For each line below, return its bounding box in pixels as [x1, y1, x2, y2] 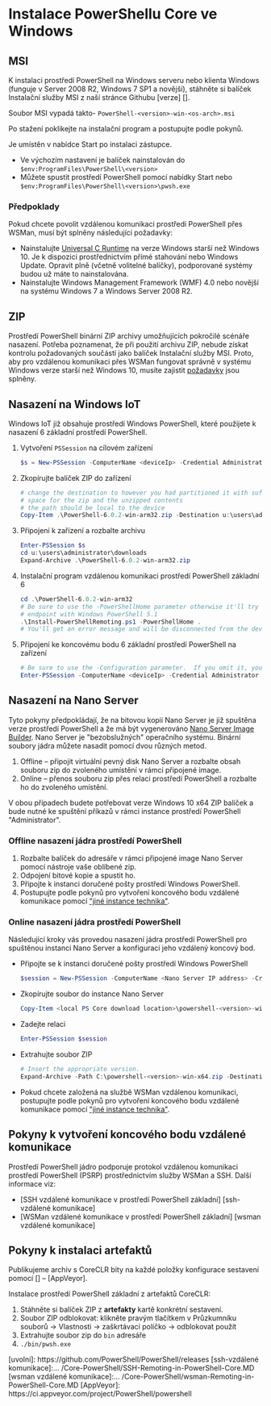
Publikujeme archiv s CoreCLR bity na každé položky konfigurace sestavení [8, 1265, 260, 1275]
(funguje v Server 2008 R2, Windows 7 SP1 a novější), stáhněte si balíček [8, 84, 252, 94]
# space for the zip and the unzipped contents [19, 496, 183, 504]
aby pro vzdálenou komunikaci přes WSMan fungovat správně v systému [8, 357, 252, 367]
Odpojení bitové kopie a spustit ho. [19, 870, 135, 880]
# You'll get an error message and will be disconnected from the [19, 625, 248, 633]
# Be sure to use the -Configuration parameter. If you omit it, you [19, 664, 263, 672]
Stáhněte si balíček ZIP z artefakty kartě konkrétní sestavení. [19, 1304, 223, 1315]
